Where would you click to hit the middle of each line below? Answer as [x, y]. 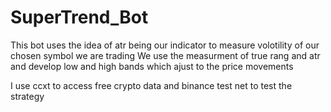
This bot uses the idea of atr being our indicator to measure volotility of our [165, 45]
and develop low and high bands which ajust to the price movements [152, 66]
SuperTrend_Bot [79, 17]
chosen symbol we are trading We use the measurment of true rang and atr [165, 55]
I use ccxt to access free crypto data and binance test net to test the [151, 85]
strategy [27, 96]
